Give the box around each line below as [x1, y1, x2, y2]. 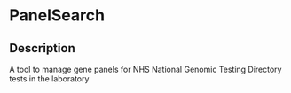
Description [9, 41, 75, 56]
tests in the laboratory [9, 74, 90, 84]
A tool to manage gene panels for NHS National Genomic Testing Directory [9, 64, 282, 74]
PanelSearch [9, 5, 105, 26]
